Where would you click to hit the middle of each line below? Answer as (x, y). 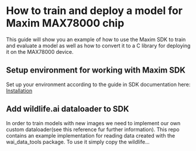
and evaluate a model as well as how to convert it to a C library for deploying (98, 46)
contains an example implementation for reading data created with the (91, 135)
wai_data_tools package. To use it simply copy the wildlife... (78, 142)
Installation (19, 90)
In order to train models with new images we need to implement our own (93, 123)
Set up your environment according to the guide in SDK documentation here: (98, 84)
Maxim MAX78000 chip (65, 23)
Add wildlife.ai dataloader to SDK (68, 109)
